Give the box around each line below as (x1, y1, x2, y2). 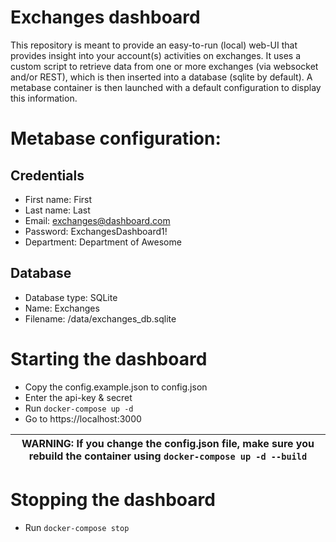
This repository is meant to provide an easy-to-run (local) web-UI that (10, 39, 298, 51)
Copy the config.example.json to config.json (24, 381, 208, 393)
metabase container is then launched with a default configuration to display (10, 81, 322, 93)
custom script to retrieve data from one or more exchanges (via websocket (10, 60, 319, 72)
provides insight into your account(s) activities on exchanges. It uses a (10, 49, 302, 61)
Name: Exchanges (24, 302, 100, 314)
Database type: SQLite (24, 291, 118, 303)
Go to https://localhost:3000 (24, 412, 142, 425)
